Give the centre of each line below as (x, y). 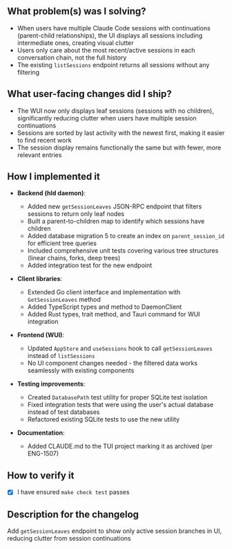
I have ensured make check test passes (73, 492)
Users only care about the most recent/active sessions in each (106, 50)
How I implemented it (54, 177)
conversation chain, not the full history (72, 57)
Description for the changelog (73, 514)
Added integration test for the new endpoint (90, 265)
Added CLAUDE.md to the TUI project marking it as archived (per (120, 447)
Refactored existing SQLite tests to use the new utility (104, 420)
